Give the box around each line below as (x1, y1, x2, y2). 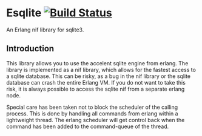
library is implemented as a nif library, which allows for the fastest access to (6, 66, 196, 73)
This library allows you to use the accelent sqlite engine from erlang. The (6, 59, 189, 66)
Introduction (6, 44, 55, 54)
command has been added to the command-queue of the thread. (6, 123, 169, 130)
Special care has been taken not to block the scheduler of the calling (6, 103, 178, 111)
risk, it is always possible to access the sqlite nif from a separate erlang (6, 85, 185, 92)
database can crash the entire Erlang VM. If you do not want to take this (6, 79, 186, 86)
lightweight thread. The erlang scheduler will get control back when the (6, 116, 185, 123)
